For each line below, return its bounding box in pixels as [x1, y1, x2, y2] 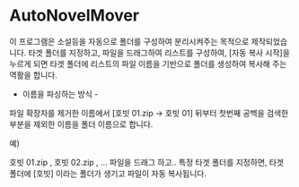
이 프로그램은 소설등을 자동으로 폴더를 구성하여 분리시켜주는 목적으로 [9, 36, 250, 47]
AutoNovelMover [9, 5, 140, 26]
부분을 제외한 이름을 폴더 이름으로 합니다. [9, 118, 154, 130]
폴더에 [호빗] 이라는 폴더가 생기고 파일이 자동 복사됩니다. [9, 167, 207, 179]
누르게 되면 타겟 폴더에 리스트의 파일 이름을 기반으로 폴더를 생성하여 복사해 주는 [9, 58, 287, 69]
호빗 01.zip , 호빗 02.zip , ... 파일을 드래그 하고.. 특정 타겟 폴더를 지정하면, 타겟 [9, 157, 285, 167]
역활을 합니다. [9, 69, 58, 81]
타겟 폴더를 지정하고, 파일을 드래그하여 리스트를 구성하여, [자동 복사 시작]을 [28, 47, 290, 58]
